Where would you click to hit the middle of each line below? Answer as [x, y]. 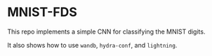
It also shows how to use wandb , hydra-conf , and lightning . [92, 45]
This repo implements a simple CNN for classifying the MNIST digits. [106, 31]
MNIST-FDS [42, 12]
